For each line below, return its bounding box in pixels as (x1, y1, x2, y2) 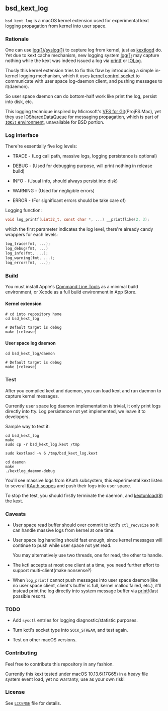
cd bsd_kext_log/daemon (5, 351, 55, 357)
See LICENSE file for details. (5, 700, 61, 706)
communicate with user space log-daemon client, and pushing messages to (5, 78, 162, 84)
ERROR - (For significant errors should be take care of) (12, 197, 126, 204)
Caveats (5, 510, 26, 517)
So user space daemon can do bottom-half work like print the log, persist (5, 93, 157, 99)
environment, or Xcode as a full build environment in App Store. (5, 289, 137, 295)
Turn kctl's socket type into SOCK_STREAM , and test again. (12, 627, 128, 633)
